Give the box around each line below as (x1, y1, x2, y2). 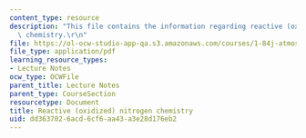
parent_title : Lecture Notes (9, 81, 120, 90)
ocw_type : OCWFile (9, 73, 79, 82)
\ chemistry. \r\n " (17, 30, 88, 39)
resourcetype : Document (9, 97, 100, 107)
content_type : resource (9, 13, 100, 23)
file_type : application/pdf (9, 47, 117, 56)
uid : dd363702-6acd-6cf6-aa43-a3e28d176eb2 (9, 114, 178, 123)
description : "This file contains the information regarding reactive (9, 22, 283, 31)
